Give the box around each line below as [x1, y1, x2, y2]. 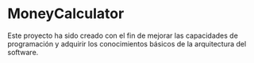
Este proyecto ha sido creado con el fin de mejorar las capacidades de [7, 31, 239, 40]
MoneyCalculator [7, 5, 125, 23]
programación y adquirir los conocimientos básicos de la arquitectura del [7, 39, 247, 48]
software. [7, 47, 39, 57]
